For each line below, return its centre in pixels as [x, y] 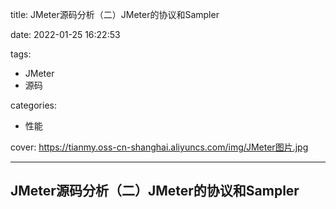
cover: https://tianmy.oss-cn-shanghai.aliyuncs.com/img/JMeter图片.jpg [159, 147]
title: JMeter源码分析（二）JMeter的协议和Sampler [115, 14]
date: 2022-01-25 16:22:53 [65, 34]
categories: [33, 105]
